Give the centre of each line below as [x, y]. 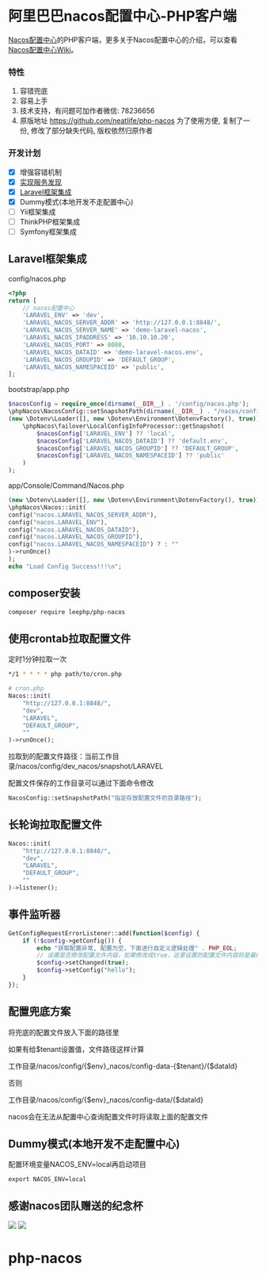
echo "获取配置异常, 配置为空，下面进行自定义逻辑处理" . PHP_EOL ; [137, 948]
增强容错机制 [40, 172]
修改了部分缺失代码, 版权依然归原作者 [91, 131]
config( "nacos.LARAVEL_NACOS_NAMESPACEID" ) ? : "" [93, 544]
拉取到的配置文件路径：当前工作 [60, 756]
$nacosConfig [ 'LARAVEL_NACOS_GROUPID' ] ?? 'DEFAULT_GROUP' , [138, 448]
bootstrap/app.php [39, 389]
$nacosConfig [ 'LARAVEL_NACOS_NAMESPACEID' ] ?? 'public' [131, 456]
